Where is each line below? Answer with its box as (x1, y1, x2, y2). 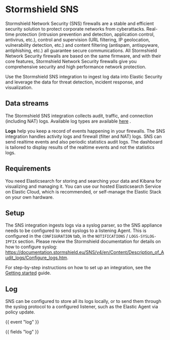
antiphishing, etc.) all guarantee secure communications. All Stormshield (5, 47, 157, 53)
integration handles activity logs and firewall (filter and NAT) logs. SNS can (5, 133, 162, 139)
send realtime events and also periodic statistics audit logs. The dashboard (5, 138, 163, 145)
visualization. (5, 84, 33, 90)
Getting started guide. (5, 270, 51, 276)
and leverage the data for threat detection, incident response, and (5, 79, 144, 85)
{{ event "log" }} (5, 319, 39, 325)
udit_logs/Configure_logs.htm (5, 254, 67, 261)
